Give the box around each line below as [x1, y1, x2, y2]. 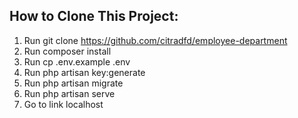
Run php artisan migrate [23, 77, 124, 89]
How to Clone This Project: [9, 8, 179, 25]
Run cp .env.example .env [23, 55, 131, 68]
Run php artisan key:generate [23, 66, 146, 78]
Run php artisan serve [23, 87, 116, 99]
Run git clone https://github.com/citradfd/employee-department [23, 34, 288, 46]
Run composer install [23, 45, 112, 57]
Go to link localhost [23, 98, 104, 110]
